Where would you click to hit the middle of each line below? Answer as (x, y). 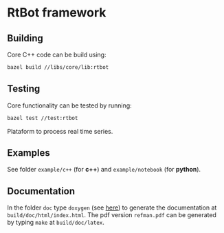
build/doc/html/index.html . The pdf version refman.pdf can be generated (112, 215)
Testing (24, 89)
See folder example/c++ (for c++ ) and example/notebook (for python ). (104, 170)
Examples (29, 153)
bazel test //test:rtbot (43, 118)
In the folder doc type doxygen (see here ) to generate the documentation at (112, 207)
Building (25, 38)
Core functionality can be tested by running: (69, 105)
